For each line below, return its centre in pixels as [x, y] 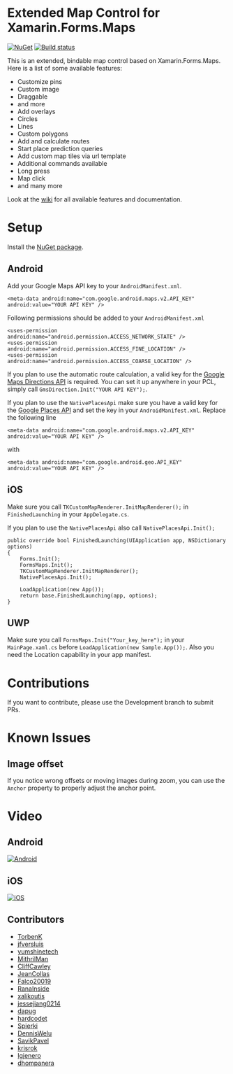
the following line [32, 417]
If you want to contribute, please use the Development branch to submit [111, 702]
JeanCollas [33, 973]
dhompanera [36, 1063]
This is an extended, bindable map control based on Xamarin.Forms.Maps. [114, 60]
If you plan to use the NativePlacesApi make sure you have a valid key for [113, 402]
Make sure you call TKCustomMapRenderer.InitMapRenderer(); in [98, 507]
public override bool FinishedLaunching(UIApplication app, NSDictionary [117, 540]
